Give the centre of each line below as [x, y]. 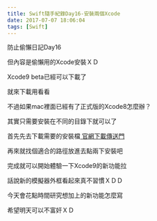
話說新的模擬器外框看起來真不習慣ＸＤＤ [65, 181]
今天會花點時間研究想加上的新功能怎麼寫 [65, 195]
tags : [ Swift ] [28, 26]
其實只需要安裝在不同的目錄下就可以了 [62, 121]
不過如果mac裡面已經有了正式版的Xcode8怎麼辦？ [79, 107]
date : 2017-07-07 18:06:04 [46, 20]
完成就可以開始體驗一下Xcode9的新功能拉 [67, 166]
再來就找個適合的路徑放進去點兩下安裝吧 [65, 151]
